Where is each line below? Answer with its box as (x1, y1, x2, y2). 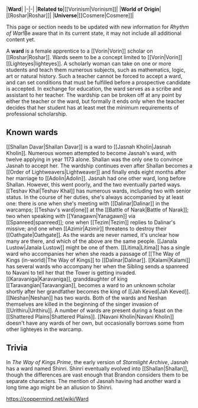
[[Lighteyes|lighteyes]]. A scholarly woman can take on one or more (6, 60, 171, 67)
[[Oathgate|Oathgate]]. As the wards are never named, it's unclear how (6, 231, 179, 238)
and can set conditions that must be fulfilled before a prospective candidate (6, 79, 191, 86)
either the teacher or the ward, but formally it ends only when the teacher (6, 98, 185, 105)
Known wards (6, 127, 58, 137)
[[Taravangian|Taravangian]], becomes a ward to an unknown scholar (6, 281, 176, 288)
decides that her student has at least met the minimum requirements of (6, 104, 179, 111)
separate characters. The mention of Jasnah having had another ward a (6, 377, 181, 384)
